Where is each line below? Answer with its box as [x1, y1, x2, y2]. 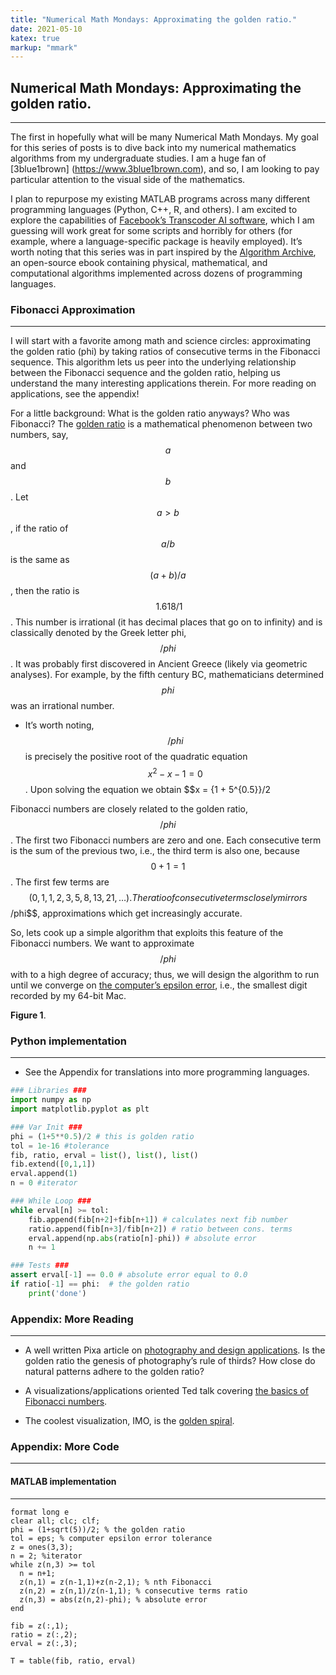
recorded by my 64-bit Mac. [10, 990, 127, 1002]
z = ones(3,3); [10, 1542, 74, 1552]
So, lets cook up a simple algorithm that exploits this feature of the [10, 927, 284, 939]
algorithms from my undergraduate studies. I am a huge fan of [10, 152, 267, 165]
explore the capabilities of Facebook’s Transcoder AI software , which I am [10, 214, 315, 226]
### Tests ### [10, 1261, 70, 1271]
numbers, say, [10, 429, 69, 441]
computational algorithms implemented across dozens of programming [10, 267, 303, 280]
